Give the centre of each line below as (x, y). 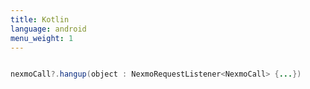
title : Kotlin (40, 19)
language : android (48, 29)
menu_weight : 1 (42, 38)
